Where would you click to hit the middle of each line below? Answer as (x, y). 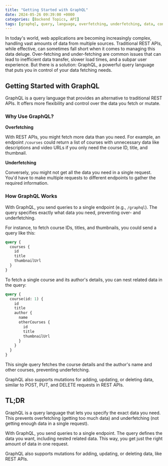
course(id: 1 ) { (26, 299)
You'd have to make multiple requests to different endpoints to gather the (80, 178)
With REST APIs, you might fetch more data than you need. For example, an (83, 137)
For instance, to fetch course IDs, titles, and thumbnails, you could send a (81, 227)
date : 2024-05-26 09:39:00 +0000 (40, 15)
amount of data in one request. (37, 444)
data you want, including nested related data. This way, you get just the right (84, 438)
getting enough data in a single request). (47, 423)
